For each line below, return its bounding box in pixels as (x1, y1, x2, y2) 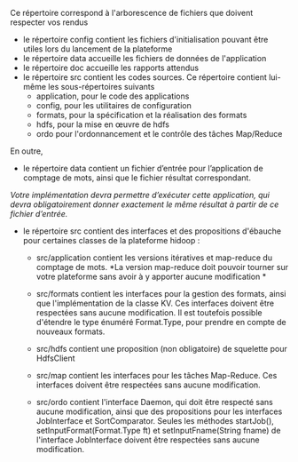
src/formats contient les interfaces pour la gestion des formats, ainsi (35, 289, 286, 299)
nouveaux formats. (35, 326, 106, 337)
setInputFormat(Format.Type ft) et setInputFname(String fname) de (35, 426, 281, 435)
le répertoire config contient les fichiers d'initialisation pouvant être (22, 35, 269, 44)
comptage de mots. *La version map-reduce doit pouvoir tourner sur (35, 262, 289, 272)
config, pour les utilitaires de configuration (35, 100, 192, 110)
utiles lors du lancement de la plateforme (22, 44, 173, 54)
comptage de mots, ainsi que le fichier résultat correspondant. (22, 172, 252, 183)
